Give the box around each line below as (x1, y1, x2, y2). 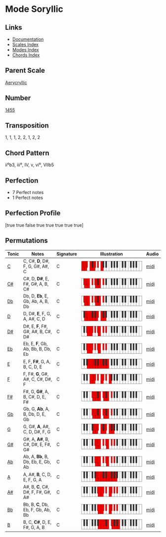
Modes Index (12, 47, 39, 52)
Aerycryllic (5, 79, 27, 85)
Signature (56, 251, 78, 257)
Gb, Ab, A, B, (23, 298, 49, 304)
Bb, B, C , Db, (23, 501, 49, 507)
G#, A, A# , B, (23, 436, 49, 442)
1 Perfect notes (12, 195, 43, 201)
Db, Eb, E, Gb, (23, 459, 51, 465)
